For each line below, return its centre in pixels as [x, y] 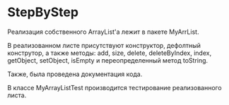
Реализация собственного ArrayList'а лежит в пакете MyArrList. [103, 32]
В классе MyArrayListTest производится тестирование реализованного [114, 87]
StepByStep [43, 12]
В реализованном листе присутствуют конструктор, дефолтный [104, 45]
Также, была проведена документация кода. [75, 74]
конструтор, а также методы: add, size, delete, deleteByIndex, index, [110, 53]
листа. [17, 95]
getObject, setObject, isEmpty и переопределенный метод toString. [108, 60]
